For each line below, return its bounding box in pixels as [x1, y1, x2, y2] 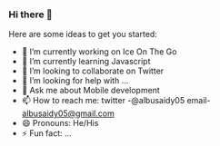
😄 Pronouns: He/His [21, 118, 99, 129]
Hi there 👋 [8, 8, 54, 21]
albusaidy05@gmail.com [21, 108, 115, 119]
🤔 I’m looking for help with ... [21, 75, 129, 86]
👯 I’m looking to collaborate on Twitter [21, 65, 165, 76]
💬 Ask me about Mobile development [21, 85, 160, 96]
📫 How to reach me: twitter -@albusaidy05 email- [21, 95, 211, 106]
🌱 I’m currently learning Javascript [21, 56, 151, 67]
